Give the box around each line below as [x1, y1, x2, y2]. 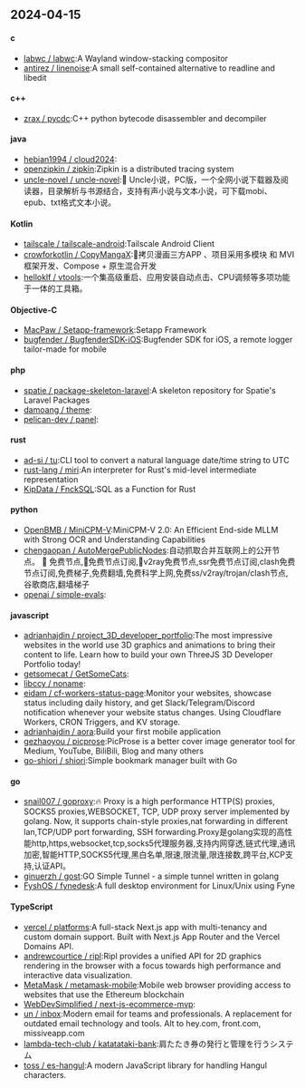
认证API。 [33, 860, 71, 871]
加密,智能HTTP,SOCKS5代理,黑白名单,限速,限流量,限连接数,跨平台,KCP [23, 850, 286, 860]
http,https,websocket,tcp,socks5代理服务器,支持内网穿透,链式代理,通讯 [31, 838, 296, 849]
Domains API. [23, 940, 74, 951]
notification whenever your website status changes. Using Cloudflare [23, 707, 281, 718]
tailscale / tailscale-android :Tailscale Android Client [23, 238, 215, 249]
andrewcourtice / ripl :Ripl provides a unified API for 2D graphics [23, 950, 262, 961]
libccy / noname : [23, 678, 86, 689]
